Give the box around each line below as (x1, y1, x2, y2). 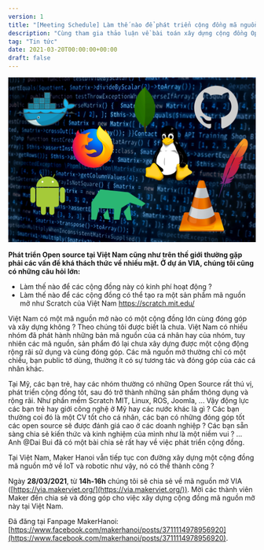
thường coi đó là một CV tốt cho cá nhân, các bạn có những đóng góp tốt (8, 412, 245, 422)
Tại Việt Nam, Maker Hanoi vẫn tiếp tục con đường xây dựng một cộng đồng (8, 453, 255, 463)
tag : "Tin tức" (8, 38, 58, 46)
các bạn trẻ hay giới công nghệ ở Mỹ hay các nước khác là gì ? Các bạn (8, 405, 240, 414)
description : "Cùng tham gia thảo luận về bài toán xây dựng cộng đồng (8, 29, 247, 37)
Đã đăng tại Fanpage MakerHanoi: (8, 517, 119, 526)
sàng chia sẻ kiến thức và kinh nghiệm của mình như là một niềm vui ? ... (8, 429, 243, 439)
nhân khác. (8, 364, 45, 373)
